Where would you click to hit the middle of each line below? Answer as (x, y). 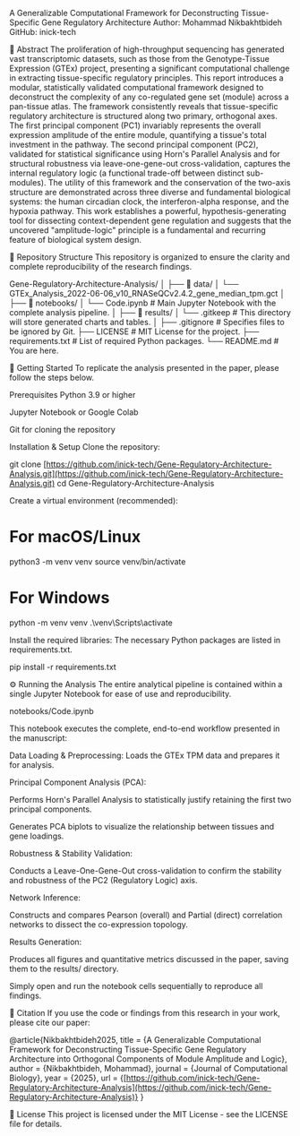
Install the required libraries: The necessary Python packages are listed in (145, 640)
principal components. (51, 809)
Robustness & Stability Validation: (71, 853)
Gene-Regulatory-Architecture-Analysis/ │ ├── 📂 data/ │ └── (124, 284)
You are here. (34, 350)
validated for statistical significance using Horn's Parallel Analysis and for (145, 154)
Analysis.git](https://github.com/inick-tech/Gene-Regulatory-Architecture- (146, 473)
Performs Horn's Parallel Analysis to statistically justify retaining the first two (150, 799)
